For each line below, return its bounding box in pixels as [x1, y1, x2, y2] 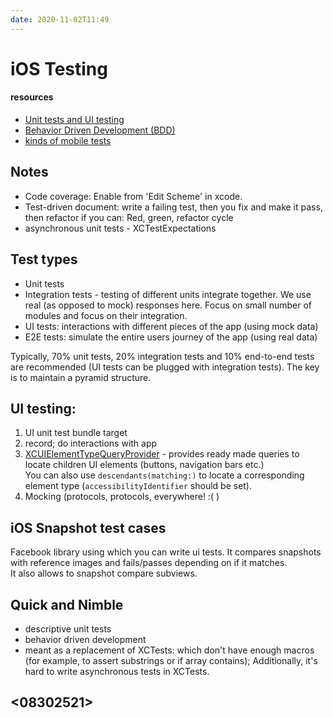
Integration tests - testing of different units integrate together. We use [24, 288, 312, 300]
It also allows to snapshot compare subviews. [10, 567, 198, 580]
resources [10, 91, 54, 103]
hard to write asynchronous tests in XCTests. [24, 666, 210, 678]
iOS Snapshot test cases [10, 519, 167, 536]
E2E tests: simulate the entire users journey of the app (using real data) [24, 331, 318, 343]
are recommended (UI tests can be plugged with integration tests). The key [10, 361, 320, 373]
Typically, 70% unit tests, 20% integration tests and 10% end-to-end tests [10, 350, 315, 362]
